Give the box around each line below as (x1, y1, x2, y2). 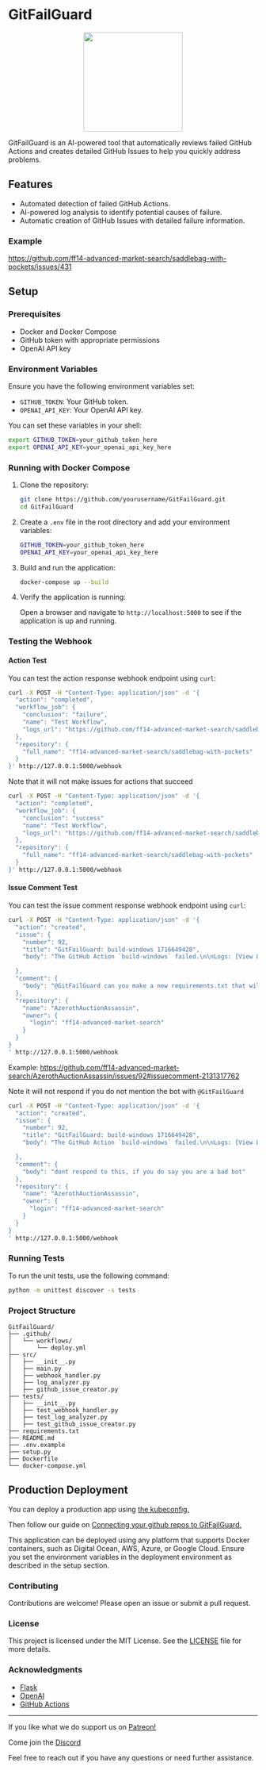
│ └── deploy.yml (8, 1344, 87, 1352)
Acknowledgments (8, 1664, 83, 1676)
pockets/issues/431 (8, 262, 72, 271)
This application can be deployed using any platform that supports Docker (8, 1535, 250, 1545)
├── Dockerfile (8, 1455, 59, 1463)
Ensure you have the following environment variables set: (8, 382, 196, 391)
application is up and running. (19, 616, 117, 626)
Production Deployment (8, 1484, 128, 1497)
